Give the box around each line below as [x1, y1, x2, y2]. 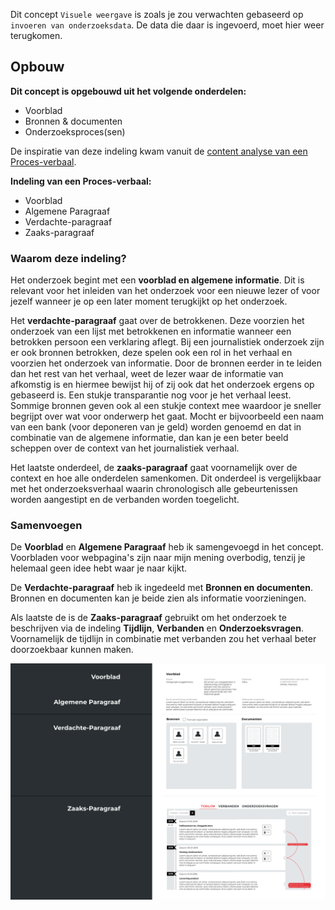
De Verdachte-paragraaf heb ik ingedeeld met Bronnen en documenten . [10, 582, 313, 594]
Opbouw [10, 59, 65, 76]
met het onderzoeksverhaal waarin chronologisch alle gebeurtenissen [10, 483, 298, 495]
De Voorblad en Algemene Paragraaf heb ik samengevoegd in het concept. [10, 541, 324, 553]
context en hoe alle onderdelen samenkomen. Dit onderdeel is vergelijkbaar [10, 472, 322, 484]
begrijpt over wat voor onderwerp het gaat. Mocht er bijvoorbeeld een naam [10, 410, 325, 423]
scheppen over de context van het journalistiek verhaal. [10, 442, 240, 454]
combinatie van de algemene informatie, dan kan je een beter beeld [10, 432, 289, 444]
